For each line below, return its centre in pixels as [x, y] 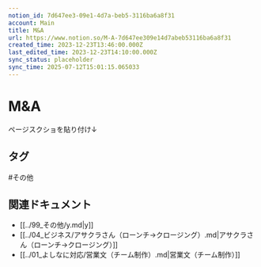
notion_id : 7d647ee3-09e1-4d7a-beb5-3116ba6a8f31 [92, 15]
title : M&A [26, 30]
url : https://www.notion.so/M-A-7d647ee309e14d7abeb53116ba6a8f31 [120, 38]
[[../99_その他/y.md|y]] [57, 225]
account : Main [32, 23]
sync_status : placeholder [51, 60]
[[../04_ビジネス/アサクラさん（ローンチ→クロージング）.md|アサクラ [133, 235]
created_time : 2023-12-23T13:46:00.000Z [76, 45]
